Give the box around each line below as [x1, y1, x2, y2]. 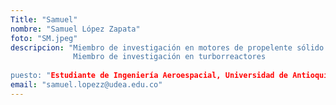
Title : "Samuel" [10, 14, 78, 25]
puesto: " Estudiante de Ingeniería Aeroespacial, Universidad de [10, 71, 288, 81]
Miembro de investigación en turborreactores [73, 52, 267, 62]
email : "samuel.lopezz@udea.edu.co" [10, 80, 163, 90]
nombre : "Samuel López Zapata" [10, 24, 141, 34]
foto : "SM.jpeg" [10, 33, 78, 43]
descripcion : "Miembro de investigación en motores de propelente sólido [10, 42, 325, 53]
